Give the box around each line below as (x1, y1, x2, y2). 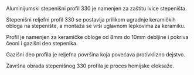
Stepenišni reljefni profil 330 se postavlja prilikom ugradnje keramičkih (6, 16, 176, 23)
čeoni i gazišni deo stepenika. (6, 40, 78, 47)
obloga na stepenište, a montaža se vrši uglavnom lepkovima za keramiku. (6, 23, 186, 29)
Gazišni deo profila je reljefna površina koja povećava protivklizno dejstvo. (6, 51, 186, 58)
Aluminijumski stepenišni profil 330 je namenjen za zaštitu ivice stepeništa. (6, 5, 187, 12)
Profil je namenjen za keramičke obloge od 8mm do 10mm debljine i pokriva (6, 34, 189, 40)
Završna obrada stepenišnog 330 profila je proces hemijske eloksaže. (6, 62, 175, 69)
